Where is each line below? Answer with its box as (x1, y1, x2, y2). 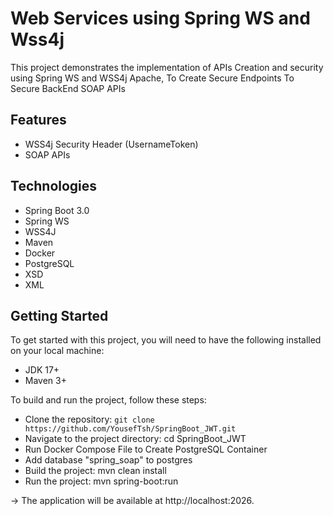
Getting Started (10, 307, 109, 324)
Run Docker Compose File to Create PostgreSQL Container (24, 443, 268, 456)
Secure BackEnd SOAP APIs (10, 82, 126, 94)
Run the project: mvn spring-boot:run (24, 475, 179, 487)
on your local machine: (10, 345, 105, 357)
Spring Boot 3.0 (24, 204, 90, 216)
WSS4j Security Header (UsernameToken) (24, 138, 199, 150)
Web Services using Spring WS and (10, 7, 311, 30)
